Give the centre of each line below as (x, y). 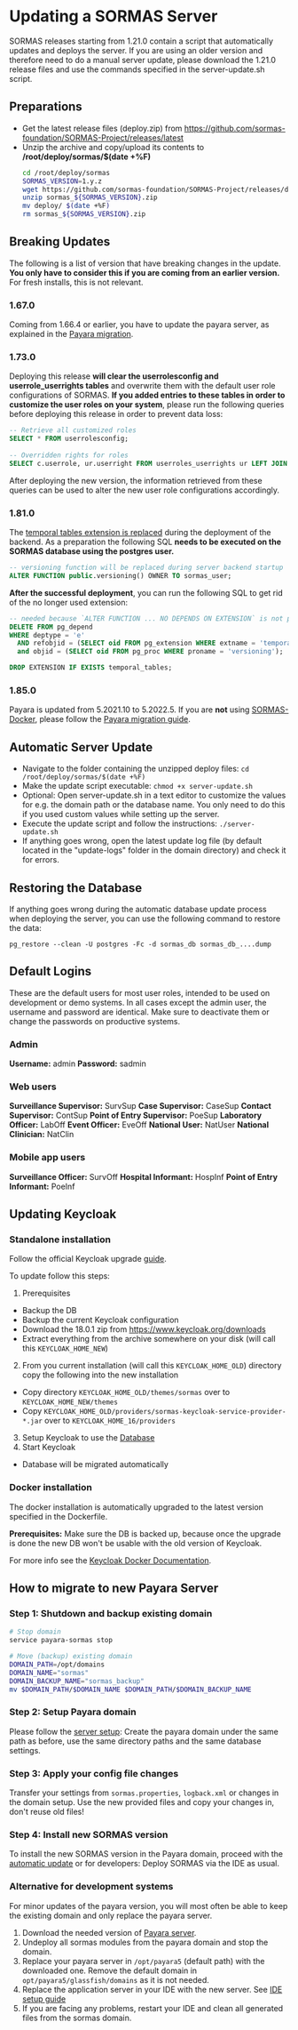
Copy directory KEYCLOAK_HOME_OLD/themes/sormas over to (126, 1392)
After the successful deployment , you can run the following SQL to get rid (146, 592)
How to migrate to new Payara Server (114, 1589)
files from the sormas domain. (77, 2018)
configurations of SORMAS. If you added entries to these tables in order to (147, 395)
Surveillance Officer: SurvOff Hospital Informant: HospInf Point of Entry (143, 1176)
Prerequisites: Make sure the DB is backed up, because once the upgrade (145, 1533)
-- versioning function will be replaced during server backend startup (146, 568)
